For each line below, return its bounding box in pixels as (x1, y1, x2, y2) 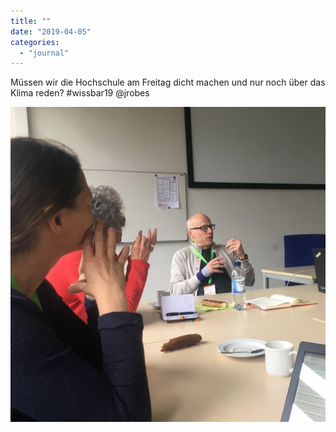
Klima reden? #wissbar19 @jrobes (10, 87, 150, 99)
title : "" (10, 16, 52, 26)
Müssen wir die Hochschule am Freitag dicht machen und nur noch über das (10, 76, 326, 89)
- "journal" (19, 48, 70, 58)
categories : (10, 37, 60, 47)
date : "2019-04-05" (10, 26, 92, 37)
